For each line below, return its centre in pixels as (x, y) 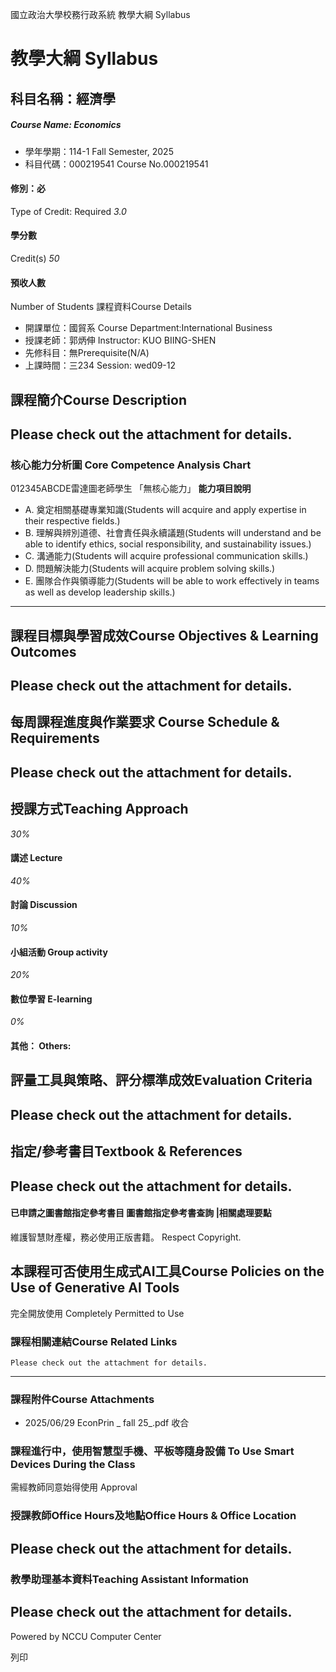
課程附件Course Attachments (82, 1399)
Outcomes (43, 651)
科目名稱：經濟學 (63, 98)
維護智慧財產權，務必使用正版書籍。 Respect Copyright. (126, 1237)
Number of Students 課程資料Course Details (101, 307)
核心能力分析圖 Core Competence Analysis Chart (131, 465)
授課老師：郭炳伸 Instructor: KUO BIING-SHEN (120, 340)
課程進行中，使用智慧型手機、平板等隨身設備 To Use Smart (152, 1451)
